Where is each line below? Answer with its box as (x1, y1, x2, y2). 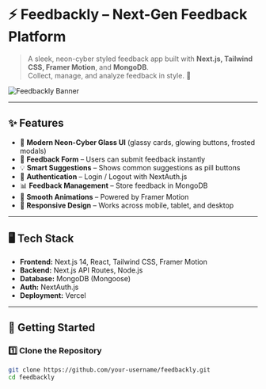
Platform (8, 28, 66, 46)
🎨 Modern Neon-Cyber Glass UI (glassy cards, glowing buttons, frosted (19, 137, 256, 147)
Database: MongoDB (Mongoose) (19, 273, 131, 283)
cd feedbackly (8, 373, 55, 382)
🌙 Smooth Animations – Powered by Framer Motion (19, 192, 189, 201)
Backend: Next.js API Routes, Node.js (19, 265, 143, 275)
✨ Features (8, 116, 64, 130)
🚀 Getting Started (8, 321, 96, 334)
